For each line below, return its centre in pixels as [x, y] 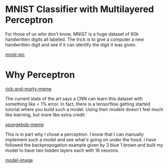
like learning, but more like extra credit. [46, 115]
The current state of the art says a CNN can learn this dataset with [74, 98]
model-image [19, 160]
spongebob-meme [25, 124]
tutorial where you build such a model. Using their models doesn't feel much [84, 109]
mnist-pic [15, 54]
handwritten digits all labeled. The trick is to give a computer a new [75, 39]
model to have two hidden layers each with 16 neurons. [62, 150]
